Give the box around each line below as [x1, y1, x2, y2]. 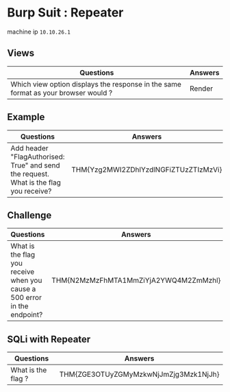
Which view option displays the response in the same [10, 79, 181, 89]
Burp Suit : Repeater [7, 5, 124, 21]
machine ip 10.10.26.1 [7, 27, 71, 36]
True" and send [10, 160, 60, 170]
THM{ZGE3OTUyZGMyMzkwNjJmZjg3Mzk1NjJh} [59, 369, 220, 379]
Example [7, 111, 45, 123]
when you [10, 276, 42, 286]
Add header [10, 143, 49, 152]
